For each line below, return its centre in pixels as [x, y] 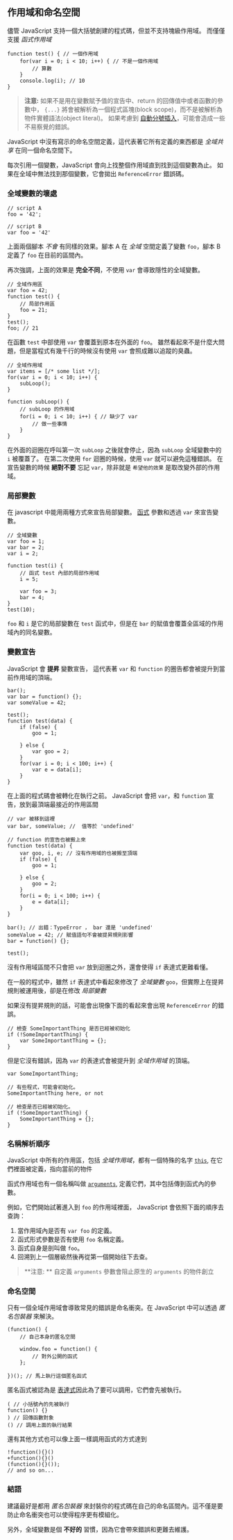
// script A [24, 208]
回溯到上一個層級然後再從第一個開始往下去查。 [84, 1257]
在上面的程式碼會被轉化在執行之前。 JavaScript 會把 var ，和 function [107, 795]
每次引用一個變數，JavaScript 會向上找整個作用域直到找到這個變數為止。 [112, 165]
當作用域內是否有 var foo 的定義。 [66, 1231]
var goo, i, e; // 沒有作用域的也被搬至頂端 [79, 853]
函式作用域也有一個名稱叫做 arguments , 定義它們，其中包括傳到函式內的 [109, 1184]
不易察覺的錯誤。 [49, 127]
